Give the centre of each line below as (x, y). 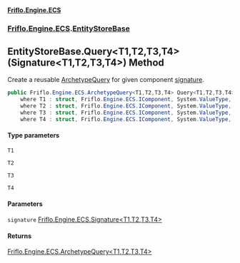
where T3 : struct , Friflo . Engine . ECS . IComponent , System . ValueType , (126, 113)
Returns (20, 236)
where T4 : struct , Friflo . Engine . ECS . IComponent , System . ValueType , (126, 119)
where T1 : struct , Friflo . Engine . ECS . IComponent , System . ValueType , (126, 100)
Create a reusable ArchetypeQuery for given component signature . (106, 80)
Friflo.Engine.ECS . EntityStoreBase (69, 29)
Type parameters (34, 135)
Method (146, 62)
